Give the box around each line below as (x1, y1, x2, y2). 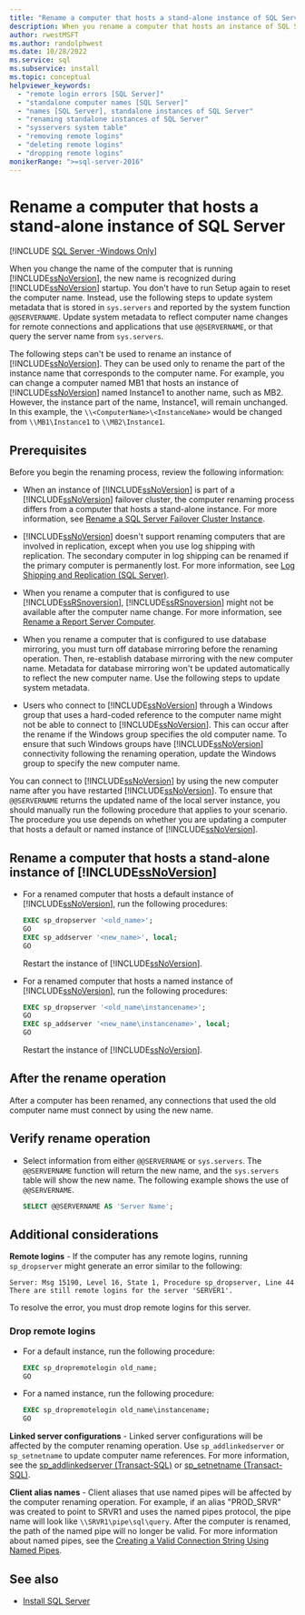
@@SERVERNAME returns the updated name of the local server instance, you (9, 795, 280, 806)
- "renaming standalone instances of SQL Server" (17, 115, 209, 124)
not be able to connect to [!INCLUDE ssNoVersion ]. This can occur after (22, 720, 289, 731)
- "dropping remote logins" (17, 148, 124, 157)
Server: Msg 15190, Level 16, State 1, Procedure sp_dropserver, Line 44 (9, 1278, 295, 1287)
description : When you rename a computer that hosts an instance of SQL (9, 22, 290, 31)
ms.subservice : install (9, 65, 100, 74)
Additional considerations (9, 1226, 159, 1242)
